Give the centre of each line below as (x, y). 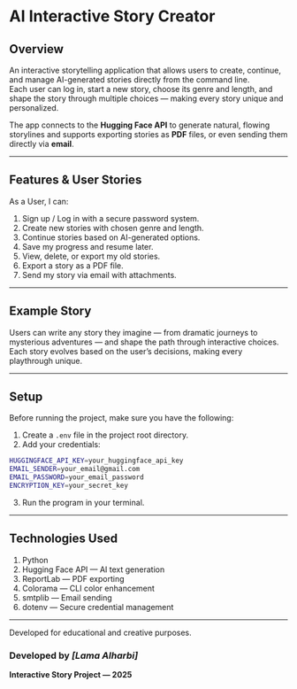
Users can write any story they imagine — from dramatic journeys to (133, 332)
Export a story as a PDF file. (72, 265)
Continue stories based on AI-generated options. (111, 237)
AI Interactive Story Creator (112, 16)
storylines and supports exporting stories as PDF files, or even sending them (148, 134)
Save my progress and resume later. (88, 246)
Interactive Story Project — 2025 (71, 675)
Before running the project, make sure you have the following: (122, 418)
